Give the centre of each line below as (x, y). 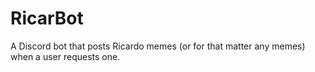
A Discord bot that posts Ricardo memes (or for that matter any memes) (158, 46)
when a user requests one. (65, 56)
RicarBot (47, 18)
